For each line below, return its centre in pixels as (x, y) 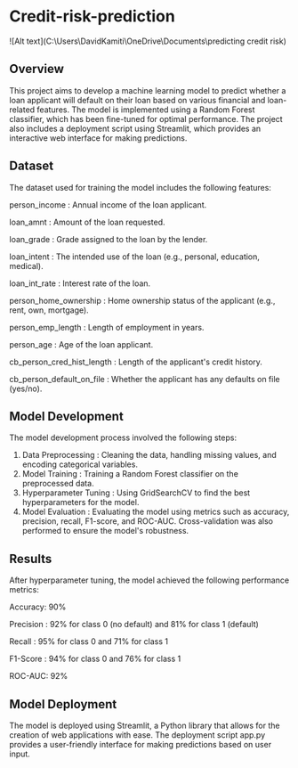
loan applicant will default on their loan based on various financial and (137, 100)
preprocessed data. (58, 484)
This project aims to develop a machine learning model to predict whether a (148, 90)
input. (20, 754)
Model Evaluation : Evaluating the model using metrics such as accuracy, (156, 512)
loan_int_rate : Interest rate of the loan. (80, 283)
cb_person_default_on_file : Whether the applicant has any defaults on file (145, 379)
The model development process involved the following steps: (123, 437)
